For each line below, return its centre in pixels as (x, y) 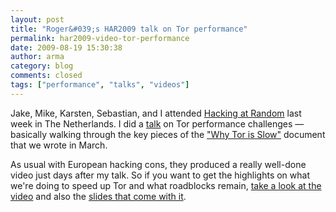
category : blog (42, 66)
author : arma (37, 57)
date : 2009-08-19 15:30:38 (66, 47)
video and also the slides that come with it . (98, 196)
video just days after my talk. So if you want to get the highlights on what (160, 175)
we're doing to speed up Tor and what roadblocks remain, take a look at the (166, 185)
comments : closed (46, 76)
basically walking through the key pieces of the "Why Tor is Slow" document (168, 134)
